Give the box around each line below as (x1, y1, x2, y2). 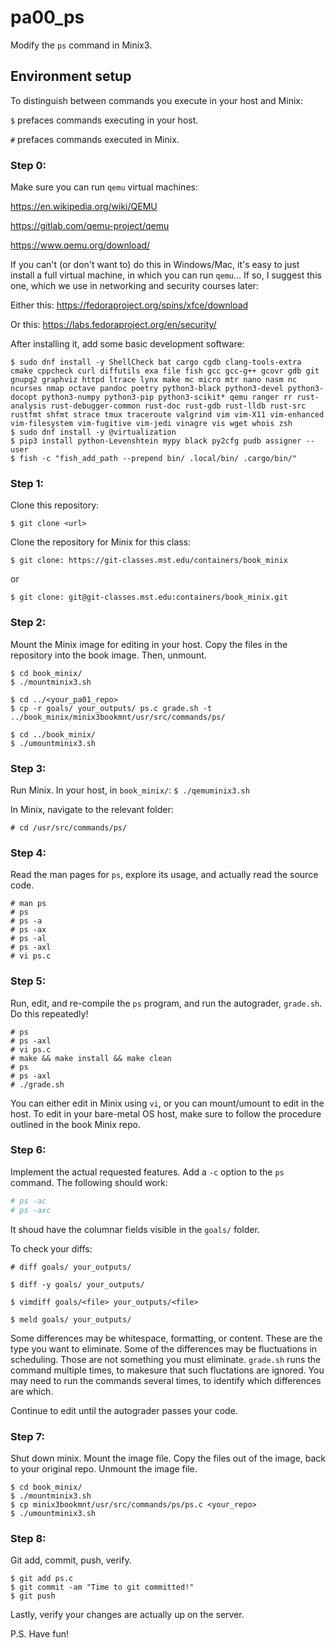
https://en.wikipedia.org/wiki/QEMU (10, 201, 158, 213)
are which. (10, 1385, 54, 1397)
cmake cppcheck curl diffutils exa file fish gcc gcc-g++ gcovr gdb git (10, 366, 320, 376)
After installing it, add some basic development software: (10, 338, 245, 350)
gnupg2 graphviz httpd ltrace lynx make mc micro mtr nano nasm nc (10, 375, 298, 385)
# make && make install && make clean (10, 1053, 172, 1063)
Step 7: (10, 1429, 45, 1443)
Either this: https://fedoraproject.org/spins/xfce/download (10, 299, 249, 311)
